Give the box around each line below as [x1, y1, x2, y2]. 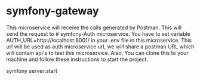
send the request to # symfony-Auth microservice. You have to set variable [6, 30, 191, 37]
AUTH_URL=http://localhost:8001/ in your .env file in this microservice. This [6, 36, 192, 44]
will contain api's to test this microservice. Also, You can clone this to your [6, 49, 189, 56]
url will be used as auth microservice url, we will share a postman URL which [6, 43, 195, 50]
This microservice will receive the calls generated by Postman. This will [6, 24, 182, 31]
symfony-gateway [6, 4, 100, 18]
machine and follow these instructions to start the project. [6, 56, 148, 63]
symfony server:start [6, 67, 58, 74]
